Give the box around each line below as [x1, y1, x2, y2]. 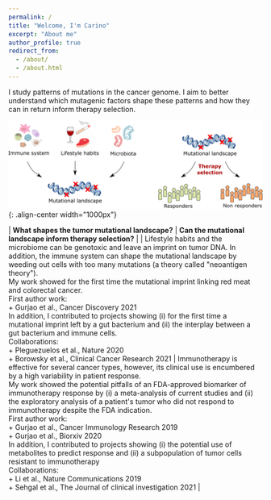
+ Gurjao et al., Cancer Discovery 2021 [8, 302, 137, 312]
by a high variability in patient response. [8, 371, 141, 381]
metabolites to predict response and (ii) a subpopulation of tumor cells [8, 448, 242, 458]
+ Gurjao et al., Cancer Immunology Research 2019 [8, 423, 178, 432]
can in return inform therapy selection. [8, 104, 136, 114]
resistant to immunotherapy [8, 456, 100, 467]
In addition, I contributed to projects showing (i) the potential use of [8, 440, 232, 449]
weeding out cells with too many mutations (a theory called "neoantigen [8, 260, 248, 269]
